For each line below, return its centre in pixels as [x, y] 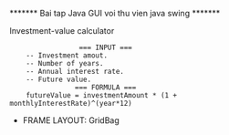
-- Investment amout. [67, 56]
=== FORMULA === [105, 88]
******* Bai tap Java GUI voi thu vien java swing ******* [115, 13]
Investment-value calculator [62, 31]
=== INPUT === [105, 47]
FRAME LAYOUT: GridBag [71, 120]
